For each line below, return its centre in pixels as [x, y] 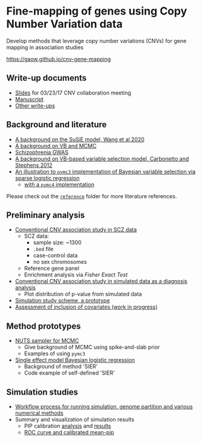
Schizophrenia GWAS [41, 152]
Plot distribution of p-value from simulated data [83, 294]
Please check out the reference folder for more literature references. [92, 196]
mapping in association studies [45, 47]
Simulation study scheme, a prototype [62, 301]
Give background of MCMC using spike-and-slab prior [92, 347]
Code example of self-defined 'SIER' [70, 373]
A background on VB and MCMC [56, 146]
